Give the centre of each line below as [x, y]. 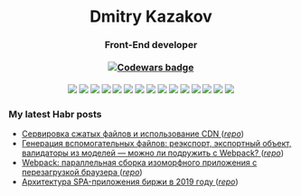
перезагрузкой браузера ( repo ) [82, 173]
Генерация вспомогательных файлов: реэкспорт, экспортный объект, [156, 144]
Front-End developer [151, 45]
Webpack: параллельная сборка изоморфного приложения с [139, 163]
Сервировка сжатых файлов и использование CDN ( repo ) [133, 134]
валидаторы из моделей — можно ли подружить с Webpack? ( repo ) [153, 153]
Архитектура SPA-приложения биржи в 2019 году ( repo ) [130, 182]
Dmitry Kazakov [151, 17]
